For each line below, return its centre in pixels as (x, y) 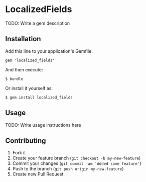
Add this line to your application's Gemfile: (49, 51)
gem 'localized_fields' (30, 60)
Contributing (26, 141)
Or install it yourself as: (29, 88)
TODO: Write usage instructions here (43, 125)
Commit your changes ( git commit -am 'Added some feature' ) (77, 163)
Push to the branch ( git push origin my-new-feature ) (68, 169)
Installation (23, 39)
